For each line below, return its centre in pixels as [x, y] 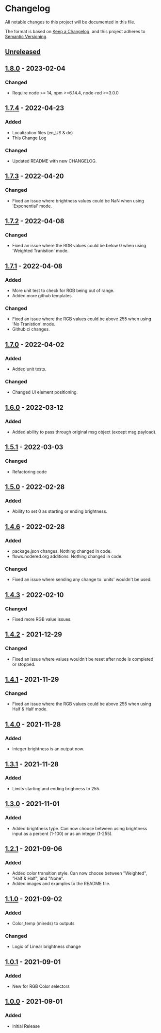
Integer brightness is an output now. [48, 749]
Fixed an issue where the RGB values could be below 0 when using [79, 246]
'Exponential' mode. [32, 206]
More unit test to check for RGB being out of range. [63, 290]
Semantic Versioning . [26, 36]
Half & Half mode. [30, 709]
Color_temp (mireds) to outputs [43, 923]
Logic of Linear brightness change [46, 946]
